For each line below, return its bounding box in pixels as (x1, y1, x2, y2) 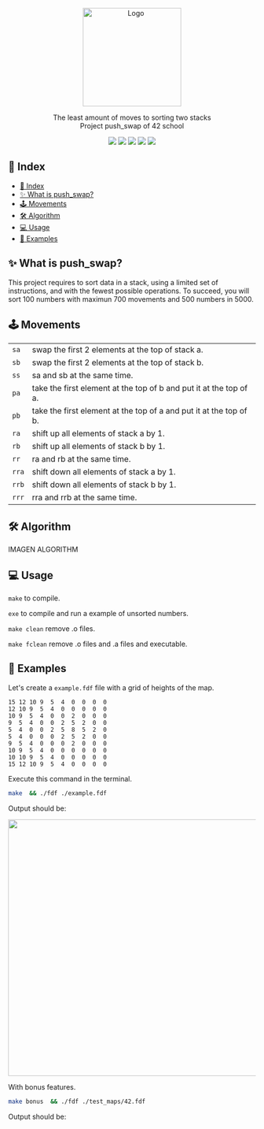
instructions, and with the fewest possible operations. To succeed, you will (8, 286, 250, 295)
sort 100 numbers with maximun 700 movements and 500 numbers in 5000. (8, 294, 254, 303)
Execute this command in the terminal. (8, 774, 132, 783)
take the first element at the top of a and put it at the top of (31, 406, 247, 417)
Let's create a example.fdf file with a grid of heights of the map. (8, 682, 214, 693)
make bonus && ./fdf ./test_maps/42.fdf (8, 1097, 146, 1105)
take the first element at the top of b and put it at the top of (31, 383, 248, 394)
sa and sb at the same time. (31, 370, 134, 381)
